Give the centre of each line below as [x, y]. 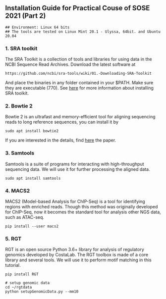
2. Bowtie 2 [19, 106]
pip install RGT [22, 274]
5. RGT [13, 239]
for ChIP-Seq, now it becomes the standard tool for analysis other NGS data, [83, 212]
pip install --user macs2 [32, 226]
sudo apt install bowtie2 [32, 131]
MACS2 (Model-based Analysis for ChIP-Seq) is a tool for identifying [75, 201]
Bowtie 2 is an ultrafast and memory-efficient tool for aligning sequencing [80, 117]
